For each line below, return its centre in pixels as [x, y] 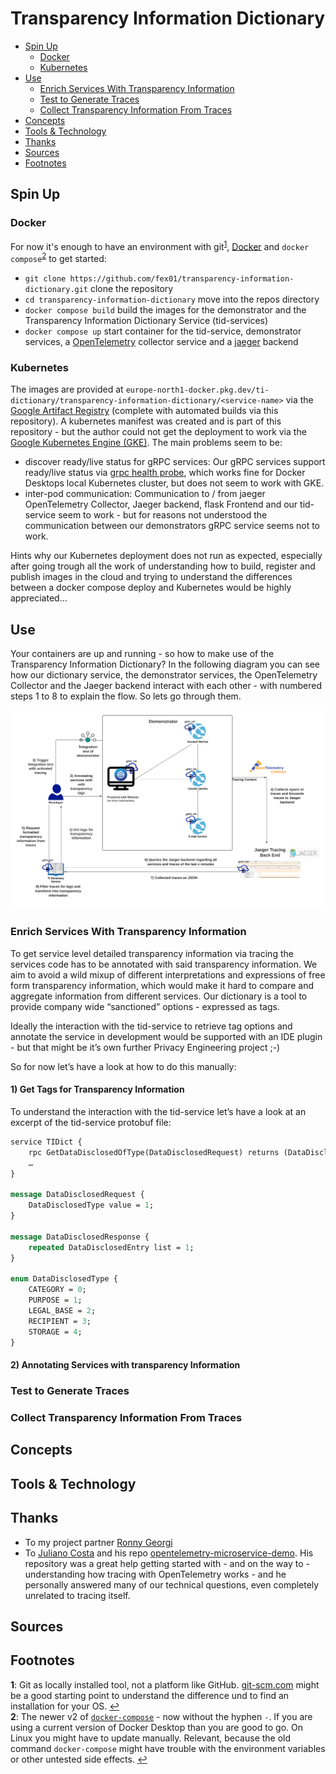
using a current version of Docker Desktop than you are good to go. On [156, 1727]
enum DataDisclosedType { [64, 1279]
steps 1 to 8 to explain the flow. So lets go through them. [126, 696]
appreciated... [39, 598]
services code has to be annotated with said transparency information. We [164, 964]
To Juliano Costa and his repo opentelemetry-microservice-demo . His [169, 1553]
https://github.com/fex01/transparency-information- [182, 278]
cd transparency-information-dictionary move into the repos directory [172, 299]
